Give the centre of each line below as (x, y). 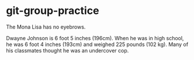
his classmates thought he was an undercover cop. (67, 50)
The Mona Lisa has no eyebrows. (46, 27)
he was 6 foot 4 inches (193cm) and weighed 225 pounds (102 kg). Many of (97, 44)
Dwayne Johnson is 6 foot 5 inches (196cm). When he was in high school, (95, 38)
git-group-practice (53, 11)
